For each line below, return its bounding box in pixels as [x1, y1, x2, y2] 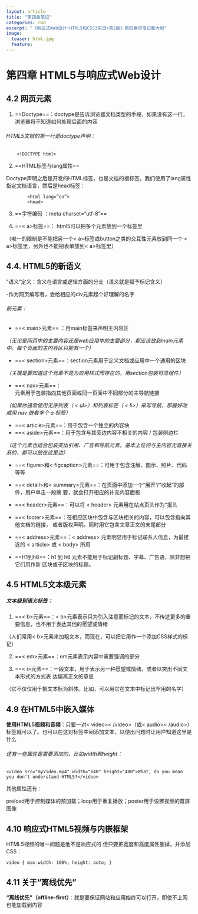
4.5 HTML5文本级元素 [6, 579, 87, 590]
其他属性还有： [6, 785, 42, 792]
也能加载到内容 [6, 902, 42, 909]
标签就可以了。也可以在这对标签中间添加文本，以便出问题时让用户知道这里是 [6, 728, 192, 736]
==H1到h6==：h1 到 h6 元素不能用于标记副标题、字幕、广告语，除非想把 [14, 554, 191, 561]
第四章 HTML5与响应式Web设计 [6, 69, 161, 82]
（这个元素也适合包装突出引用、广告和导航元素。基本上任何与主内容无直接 [6, 442, 187, 449]
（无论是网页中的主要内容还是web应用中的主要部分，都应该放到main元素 [6, 337, 184, 345]
